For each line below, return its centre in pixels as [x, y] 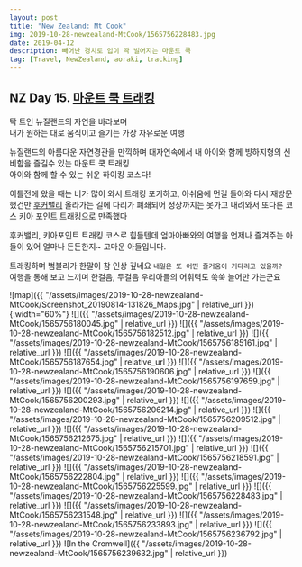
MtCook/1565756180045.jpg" [64, 323]
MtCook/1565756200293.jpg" [64, 400]
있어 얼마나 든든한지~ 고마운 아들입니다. [96, 246]
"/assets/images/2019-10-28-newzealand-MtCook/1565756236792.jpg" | [146, 534]
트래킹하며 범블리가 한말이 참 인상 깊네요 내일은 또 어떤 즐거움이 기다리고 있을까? [146, 265]
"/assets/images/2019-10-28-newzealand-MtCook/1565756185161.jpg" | [143, 342]
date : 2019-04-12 [42, 43]
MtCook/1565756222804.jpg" [64, 476]
